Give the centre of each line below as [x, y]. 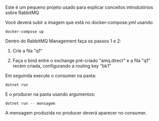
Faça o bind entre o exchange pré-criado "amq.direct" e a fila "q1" [81, 60]
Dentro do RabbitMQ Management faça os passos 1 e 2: [63, 41]
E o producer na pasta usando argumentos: [50, 94]
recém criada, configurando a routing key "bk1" [62, 66]
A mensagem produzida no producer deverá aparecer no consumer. [76, 113]
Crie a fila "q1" [28, 51]
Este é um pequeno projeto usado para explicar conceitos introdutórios [79, 7]
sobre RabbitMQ [22, 13]
